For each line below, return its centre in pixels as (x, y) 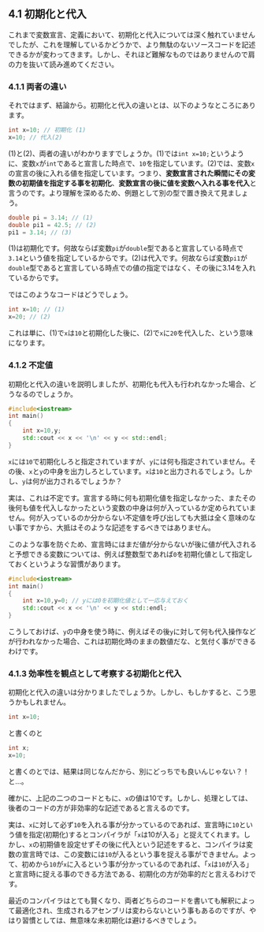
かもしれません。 (43, 702)
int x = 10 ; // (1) (37, 310)
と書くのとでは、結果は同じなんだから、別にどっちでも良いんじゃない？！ (129, 771)
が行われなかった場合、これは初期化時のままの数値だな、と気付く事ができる (132, 642)
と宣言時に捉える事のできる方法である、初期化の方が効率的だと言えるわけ (129, 874)
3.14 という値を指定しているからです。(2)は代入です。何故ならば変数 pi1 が (128, 258)
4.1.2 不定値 (31, 365)
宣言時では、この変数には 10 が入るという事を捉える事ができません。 (132, 854)
